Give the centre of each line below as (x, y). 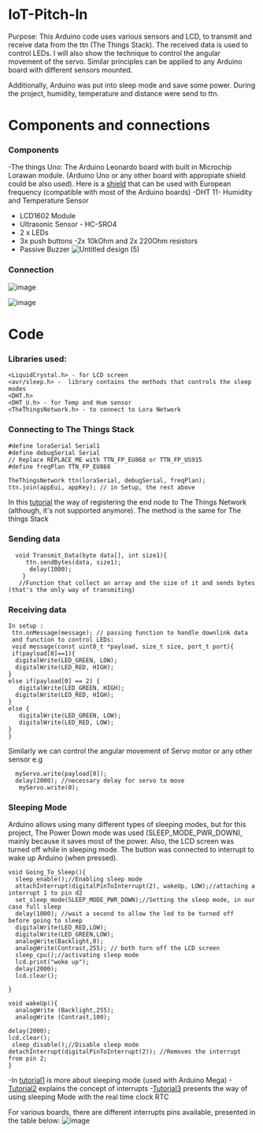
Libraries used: (37, 359)
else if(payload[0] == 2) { (54, 681)
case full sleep (35, 907)
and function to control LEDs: (63, 640)
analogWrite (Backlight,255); (65, 1011)
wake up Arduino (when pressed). (63, 858)
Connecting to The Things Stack (71, 430)
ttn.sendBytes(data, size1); (74, 562)
